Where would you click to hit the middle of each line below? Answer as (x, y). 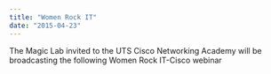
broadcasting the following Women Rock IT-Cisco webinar (116, 60)
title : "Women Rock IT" (53, 17)
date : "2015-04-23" (45, 26)
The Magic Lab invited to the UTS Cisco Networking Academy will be (135, 50)
